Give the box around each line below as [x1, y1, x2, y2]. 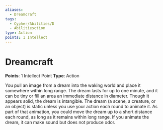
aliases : [5, 7, 23, 12]
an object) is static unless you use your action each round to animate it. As [5, 103, 158, 109]
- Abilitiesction [9, 26, 46, 31]
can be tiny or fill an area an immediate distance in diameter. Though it [5, 93, 150, 99]
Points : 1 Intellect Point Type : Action [5, 72, 80, 78]
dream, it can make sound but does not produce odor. [5, 119, 116, 125]
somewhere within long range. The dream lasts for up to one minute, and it [5, 87, 158, 93]
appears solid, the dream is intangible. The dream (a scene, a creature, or [5, 98, 156, 104]
